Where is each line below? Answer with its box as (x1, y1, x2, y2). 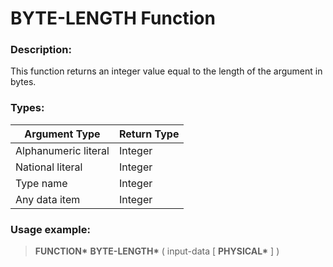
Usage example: (10, 222, 91, 236)
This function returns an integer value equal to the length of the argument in (10, 65, 323, 77)
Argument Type (24, 127, 101, 141)
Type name (15, 176, 68, 190)
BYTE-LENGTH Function (10, 7, 216, 30)
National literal (15, 160, 83, 174)
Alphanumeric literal (15, 143, 110, 157)
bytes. (10, 76, 37, 88)
